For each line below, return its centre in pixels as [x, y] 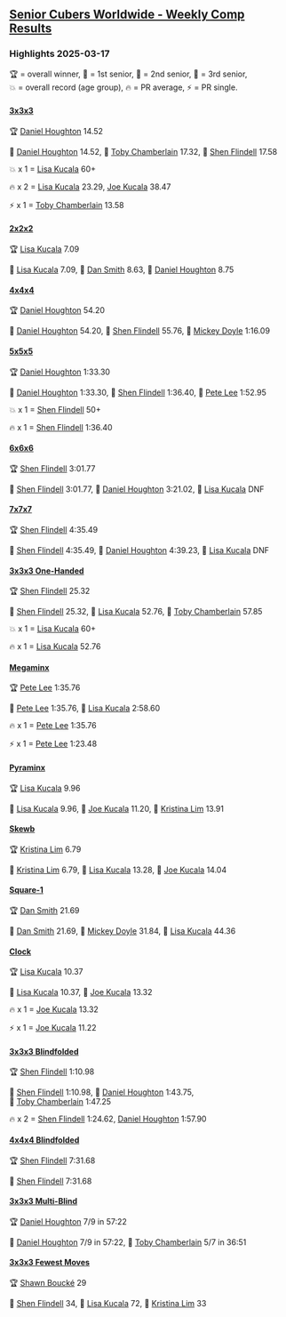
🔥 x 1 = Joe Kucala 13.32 [54, 1009]
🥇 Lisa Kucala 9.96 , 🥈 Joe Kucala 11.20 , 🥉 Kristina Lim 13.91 [117, 808]
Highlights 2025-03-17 [60, 54]
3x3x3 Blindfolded [44, 1051]
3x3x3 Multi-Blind [44, 1201]
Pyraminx [28, 767]
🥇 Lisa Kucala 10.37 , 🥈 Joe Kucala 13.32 [81, 992]
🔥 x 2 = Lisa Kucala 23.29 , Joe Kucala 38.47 [90, 187]
